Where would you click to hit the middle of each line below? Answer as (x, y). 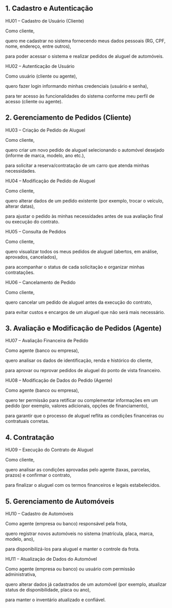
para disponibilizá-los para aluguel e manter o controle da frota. (72, 549)
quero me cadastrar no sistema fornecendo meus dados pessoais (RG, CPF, (85, 41)
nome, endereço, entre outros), (38, 46)
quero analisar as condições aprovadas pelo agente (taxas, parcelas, (78, 470)
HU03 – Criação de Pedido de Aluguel (45, 130)
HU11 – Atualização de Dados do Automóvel (51, 559)
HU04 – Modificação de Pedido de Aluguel (50, 181)
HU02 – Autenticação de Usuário (40, 66)
